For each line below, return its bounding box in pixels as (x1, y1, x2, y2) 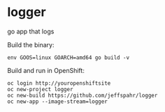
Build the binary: (7, 40, 55, 49)
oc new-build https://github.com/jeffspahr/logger (7, 92, 158, 99)
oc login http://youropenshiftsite (7, 79, 111, 87)
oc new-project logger (7, 86, 73, 93)
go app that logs (7, 27, 55, 35)
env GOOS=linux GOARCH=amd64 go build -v (7, 54, 130, 61)
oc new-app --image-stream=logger (7, 98, 108, 105)
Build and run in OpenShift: (7, 66, 85, 74)
